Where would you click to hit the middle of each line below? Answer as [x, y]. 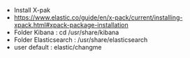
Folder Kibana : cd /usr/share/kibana [66, 32]
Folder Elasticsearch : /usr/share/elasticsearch [81, 40]
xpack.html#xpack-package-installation [71, 25]
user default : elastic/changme [58, 47]
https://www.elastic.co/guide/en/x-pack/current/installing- [98, 17]
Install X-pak [32, 10]
